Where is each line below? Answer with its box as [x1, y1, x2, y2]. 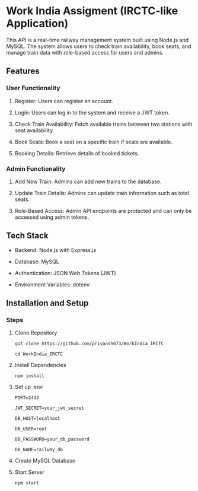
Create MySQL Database [14, 457, 76, 464]
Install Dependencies [14, 362, 66, 369]
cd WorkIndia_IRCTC [14, 351, 63, 357]
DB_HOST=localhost [14, 416, 60, 422]
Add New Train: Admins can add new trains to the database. [14, 178, 162, 185]
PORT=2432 [14, 395, 40, 401]
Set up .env [14, 384, 43, 391]
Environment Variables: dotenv [14, 280, 90, 288]
